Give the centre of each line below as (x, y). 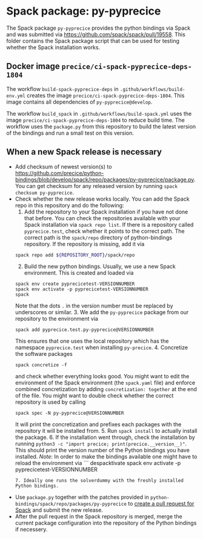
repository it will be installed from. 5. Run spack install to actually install (106, 431)
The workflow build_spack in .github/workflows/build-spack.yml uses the (99, 113)
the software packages (44, 354)
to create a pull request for (161, 504)
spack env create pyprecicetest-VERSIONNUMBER (75, 284)
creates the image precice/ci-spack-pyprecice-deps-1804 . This (106, 95)
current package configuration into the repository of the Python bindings (106, 523)
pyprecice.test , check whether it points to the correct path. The (104, 231)
